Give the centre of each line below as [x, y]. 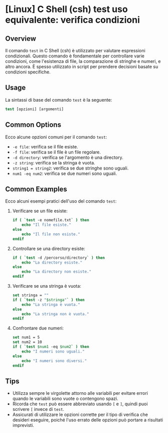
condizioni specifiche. [28, 72]
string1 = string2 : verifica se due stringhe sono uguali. [70, 168]
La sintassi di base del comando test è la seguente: [59, 100]
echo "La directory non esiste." [57, 272]
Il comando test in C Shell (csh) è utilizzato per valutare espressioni [75, 51]
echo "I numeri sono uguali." [53, 351]
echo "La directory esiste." [52, 263]
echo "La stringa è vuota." [51, 305]
